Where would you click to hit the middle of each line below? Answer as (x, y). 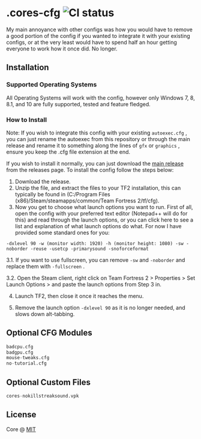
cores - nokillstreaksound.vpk (43, 396)
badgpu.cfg (20, 352)
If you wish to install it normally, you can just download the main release (95, 163)
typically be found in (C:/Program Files (62, 194)
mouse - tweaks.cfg (28, 358)
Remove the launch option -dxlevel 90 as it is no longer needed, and (100, 307)
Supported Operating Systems (52, 85)
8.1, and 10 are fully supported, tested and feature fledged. (79, 104)
